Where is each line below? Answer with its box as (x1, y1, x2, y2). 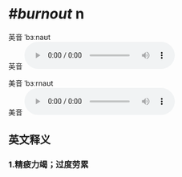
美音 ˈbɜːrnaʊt (8, 78, 54, 88)
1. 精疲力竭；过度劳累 (8, 159, 89, 171)
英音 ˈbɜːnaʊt (8, 32, 51, 42)
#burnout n (8, 5, 85, 23)
